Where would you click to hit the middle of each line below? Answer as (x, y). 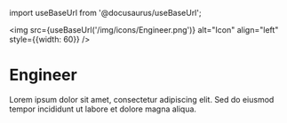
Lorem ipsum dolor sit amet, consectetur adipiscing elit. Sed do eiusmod (142, 99)
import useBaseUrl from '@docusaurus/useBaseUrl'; (105, 13)
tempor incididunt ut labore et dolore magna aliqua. (103, 109)
